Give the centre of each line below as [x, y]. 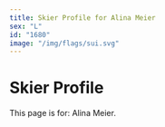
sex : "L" [26, 26]
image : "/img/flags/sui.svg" [64, 43]
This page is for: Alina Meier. [63, 113]
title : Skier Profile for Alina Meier [82, 18]
